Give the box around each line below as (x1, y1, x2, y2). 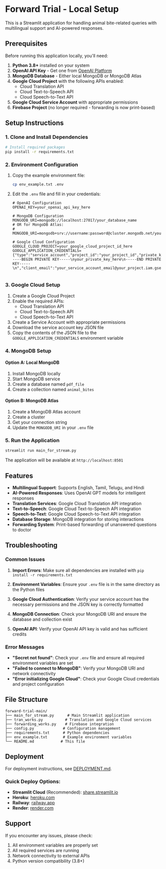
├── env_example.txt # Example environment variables (5, 735, 132, 740)
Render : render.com (12, 805, 54, 811)
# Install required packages (5, 145, 65, 150)
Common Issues (5, 556, 46, 563)
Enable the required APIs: (12, 298, 64, 304)
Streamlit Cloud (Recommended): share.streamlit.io (12, 789, 118, 795)
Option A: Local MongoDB (5, 359, 59, 365)
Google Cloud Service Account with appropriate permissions (12, 99, 138, 105)
